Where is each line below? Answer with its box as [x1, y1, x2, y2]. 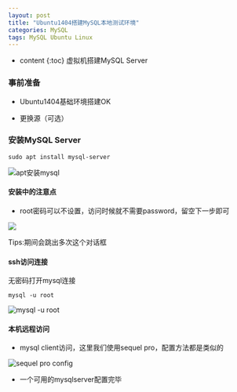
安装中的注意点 [8, 187, 57, 197]
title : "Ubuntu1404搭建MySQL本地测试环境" [8, 19, 140, 27]
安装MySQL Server [8, 135, 81, 146]
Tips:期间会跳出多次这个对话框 [8, 238, 108, 247]
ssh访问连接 [8, 256, 49, 267]
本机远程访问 [8, 324, 49, 333]
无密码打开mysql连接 [8, 276, 76, 285]
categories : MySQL [8, 26, 68, 34]
